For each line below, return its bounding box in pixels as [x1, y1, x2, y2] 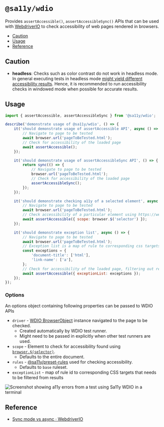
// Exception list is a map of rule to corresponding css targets [22, 244, 161, 249]
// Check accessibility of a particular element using [22, 212, 137, 217]
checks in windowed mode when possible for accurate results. [12, 86, 138, 92]
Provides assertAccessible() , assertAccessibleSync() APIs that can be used [5, 18, 159, 24]
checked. [12, 322, 31, 328]
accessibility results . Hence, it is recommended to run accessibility [12, 81, 147, 86]
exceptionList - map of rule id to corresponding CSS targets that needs [12, 369, 157, 375]
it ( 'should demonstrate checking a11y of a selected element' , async [14, 198, 159, 204]
